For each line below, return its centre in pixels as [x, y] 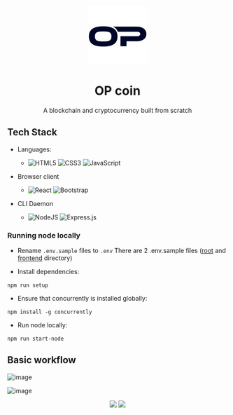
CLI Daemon [35, 203]
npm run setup [28, 285]
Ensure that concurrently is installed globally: [82, 299]
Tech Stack [32, 132]
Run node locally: [42, 325]
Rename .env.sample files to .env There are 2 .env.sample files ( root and [121, 251]
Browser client [38, 176]
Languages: [34, 149]
